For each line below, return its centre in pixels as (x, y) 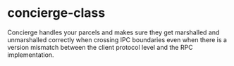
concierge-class (56, 13)
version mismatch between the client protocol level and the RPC (100, 47)
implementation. (31, 55)
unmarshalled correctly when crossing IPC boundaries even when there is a (117, 39)
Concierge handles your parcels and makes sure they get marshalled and (113, 32)
